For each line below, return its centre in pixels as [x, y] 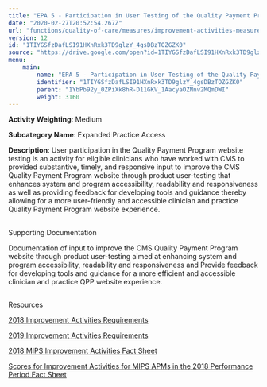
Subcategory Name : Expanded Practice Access [87, 135]
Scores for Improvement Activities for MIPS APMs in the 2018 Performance [131, 366]
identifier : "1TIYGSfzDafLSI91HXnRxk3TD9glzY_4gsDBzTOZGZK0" [140, 82]
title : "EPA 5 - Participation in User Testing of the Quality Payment [129, 15]
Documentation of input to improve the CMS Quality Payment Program [123, 248]
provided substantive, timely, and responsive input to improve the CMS [124, 167]
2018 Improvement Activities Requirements [78, 320]
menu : [17, 60]
